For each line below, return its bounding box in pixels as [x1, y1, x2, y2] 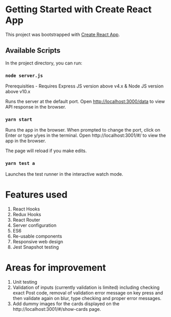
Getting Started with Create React [5, 4, 152, 15]
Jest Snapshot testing [12, 244, 59, 250]
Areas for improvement [5, 262, 106, 273]
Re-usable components [12, 233, 62, 239]
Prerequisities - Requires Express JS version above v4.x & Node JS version [5, 83, 164, 89]
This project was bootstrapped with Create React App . [5, 31, 120, 37]
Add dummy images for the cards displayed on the [12, 301, 120, 307]
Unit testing [12, 279, 37, 285]
